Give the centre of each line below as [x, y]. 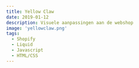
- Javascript [28, 50]
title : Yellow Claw [30, 12]
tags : [13, 34]
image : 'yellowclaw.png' [37, 28]
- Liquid [22, 45]
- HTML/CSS [25, 56]
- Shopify [23, 39]
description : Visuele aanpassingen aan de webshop [70, 22]
